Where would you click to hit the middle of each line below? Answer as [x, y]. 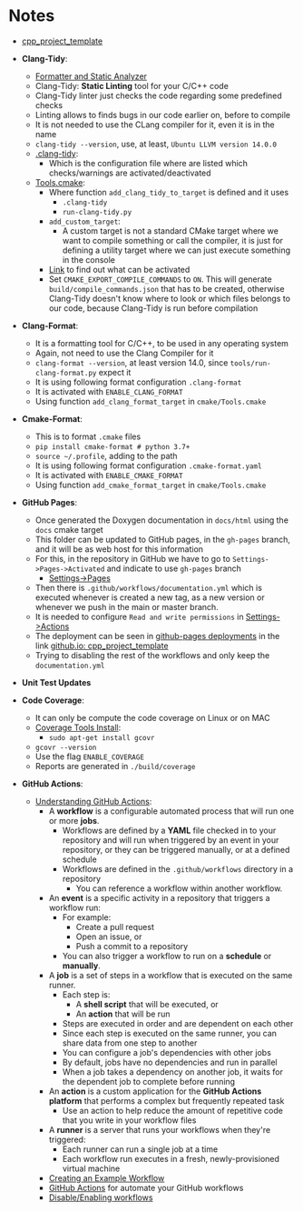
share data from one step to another [130, 1043]
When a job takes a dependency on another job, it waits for [172, 1072]
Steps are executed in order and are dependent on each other [178, 1023]
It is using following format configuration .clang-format [138, 382]
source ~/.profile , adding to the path [106, 456]
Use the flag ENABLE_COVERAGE [89, 756]
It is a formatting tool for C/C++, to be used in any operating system [162, 343]
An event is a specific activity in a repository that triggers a [159, 897]
